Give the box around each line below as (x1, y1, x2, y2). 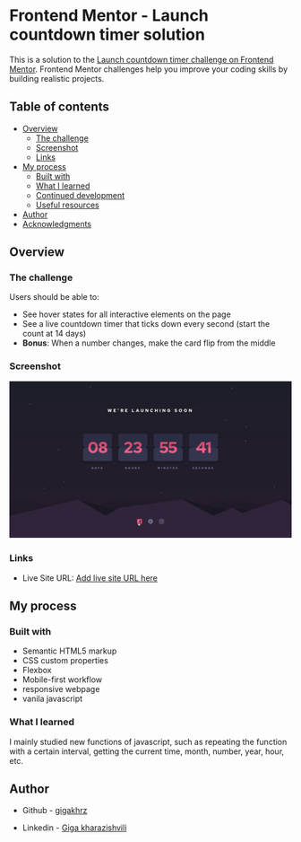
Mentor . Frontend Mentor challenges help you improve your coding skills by (9, 64, 288, 75)
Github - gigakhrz (21, 805, 88, 816)
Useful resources (35, 199, 100, 210)
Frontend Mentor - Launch (9, 5, 209, 26)
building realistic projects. (9, 73, 105, 83)
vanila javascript (21, 693, 83, 705)
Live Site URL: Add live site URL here (21, 572, 159, 583)
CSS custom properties (21, 655, 109, 666)
